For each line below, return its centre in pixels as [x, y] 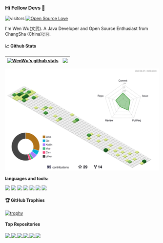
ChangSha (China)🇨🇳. [28, 34]
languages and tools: [27, 179]
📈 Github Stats [21, 46]
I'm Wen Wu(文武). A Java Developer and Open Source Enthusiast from [77, 28]
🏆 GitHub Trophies [25, 200]
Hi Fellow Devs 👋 [25, 8]
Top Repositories [23, 224]
